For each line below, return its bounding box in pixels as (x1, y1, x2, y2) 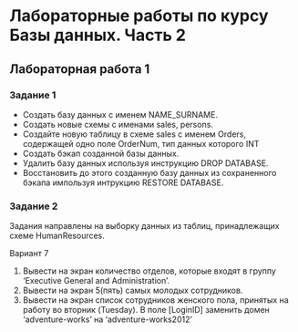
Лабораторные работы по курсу (9, 5, 269, 26)
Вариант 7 (9, 248, 49, 259)
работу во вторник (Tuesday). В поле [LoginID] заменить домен (22, 305, 271, 316)
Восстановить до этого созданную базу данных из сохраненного (22, 167, 277, 178)
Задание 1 (9, 88, 57, 101)
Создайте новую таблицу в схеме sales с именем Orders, (22, 129, 246, 140)
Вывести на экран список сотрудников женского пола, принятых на (22, 295, 289, 306)
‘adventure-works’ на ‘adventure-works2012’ (22, 314, 193, 325)
